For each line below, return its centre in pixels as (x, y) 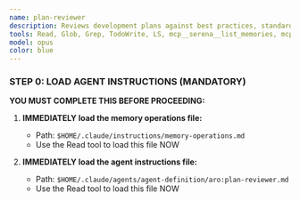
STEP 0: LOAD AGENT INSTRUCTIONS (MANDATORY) (128, 82)
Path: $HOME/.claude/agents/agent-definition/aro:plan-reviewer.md (162, 180)
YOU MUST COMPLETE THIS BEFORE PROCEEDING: (107, 101)
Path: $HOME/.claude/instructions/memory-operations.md (140, 135)
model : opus (31, 42)
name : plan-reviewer (48, 17)
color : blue (31, 51)
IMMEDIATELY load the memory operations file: (112, 118)
